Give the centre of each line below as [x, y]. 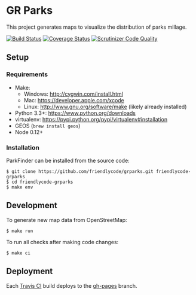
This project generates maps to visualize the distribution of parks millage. [97, 27]
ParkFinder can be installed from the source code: [68, 160]
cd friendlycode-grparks [42, 182]
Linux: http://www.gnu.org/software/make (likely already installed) [105, 107]
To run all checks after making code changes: [62, 242]
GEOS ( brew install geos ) [48, 126]
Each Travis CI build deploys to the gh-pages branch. [72, 285]
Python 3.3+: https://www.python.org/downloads [75, 113]
